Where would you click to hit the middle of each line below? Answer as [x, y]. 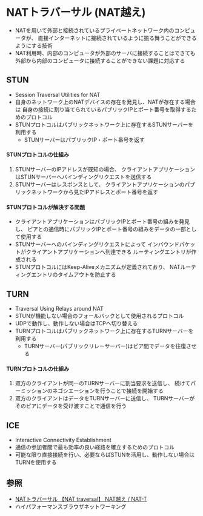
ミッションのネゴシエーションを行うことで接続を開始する [92, 391]
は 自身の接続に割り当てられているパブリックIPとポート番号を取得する [103, 109]
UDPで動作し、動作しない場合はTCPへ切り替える [76, 323]
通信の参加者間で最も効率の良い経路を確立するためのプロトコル [95, 447]
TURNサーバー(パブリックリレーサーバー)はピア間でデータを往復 [105, 346]
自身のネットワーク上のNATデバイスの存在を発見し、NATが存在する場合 [105, 102]
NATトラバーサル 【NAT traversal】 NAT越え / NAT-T [81, 499]
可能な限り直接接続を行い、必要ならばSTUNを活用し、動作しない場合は [105, 454]
